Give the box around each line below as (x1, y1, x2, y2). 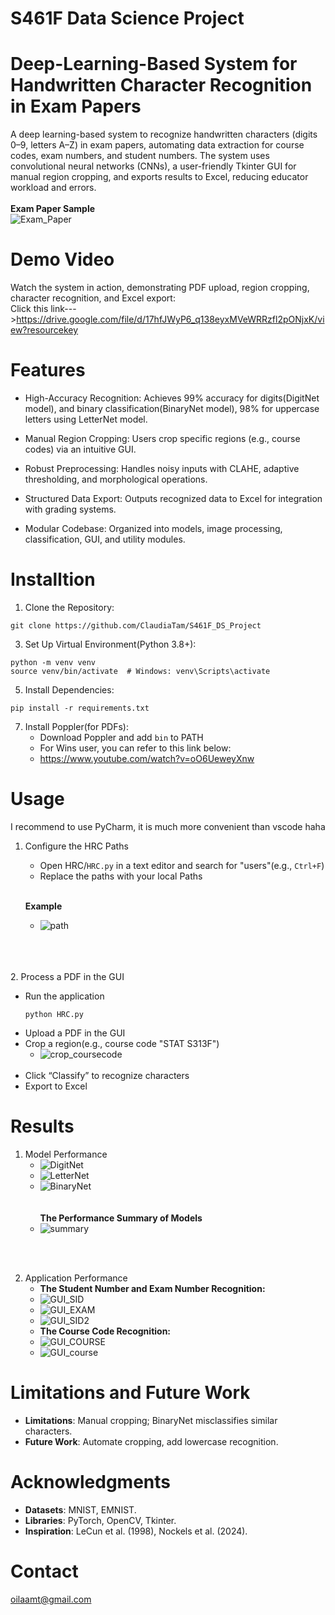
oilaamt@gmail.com (10, 1593, 92, 1605)
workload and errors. (10, 182, 97, 194)
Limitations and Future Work (10, 1382, 251, 1404)
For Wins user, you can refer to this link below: (39, 742, 232, 754)
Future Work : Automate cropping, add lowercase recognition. (24, 1435, 279, 1447)
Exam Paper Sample (10, 203, 96, 215)
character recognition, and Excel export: (10, 292, 176, 304)
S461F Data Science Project (10, 7, 245, 30)
